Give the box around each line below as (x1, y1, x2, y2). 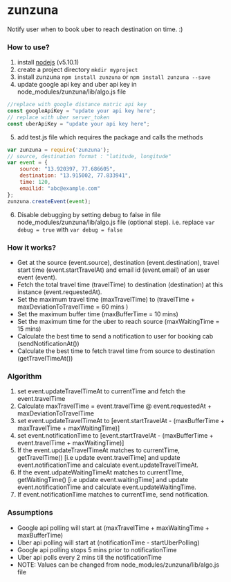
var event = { (7, 159, 48, 166)
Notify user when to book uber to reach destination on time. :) (7, 25, 183, 33)
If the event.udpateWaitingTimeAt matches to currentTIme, (17, 468, 184, 477)
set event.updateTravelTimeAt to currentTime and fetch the (17, 387, 185, 395)
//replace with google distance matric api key (7, 101, 147, 108)
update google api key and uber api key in (17, 80, 137, 89)
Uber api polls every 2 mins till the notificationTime (17, 553, 163, 561)
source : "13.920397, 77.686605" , (19, 166, 116, 173)
